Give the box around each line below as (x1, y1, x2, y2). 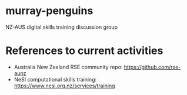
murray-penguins (5, 4, 93, 18)
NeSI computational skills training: (14, 76, 97, 83)
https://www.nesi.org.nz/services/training (14, 82, 115, 89)
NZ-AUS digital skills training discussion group (5, 23, 118, 30)
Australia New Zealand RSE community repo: (14, 63, 123, 70)
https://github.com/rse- (123, 63, 181, 70)
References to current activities (5, 44, 163, 57)
